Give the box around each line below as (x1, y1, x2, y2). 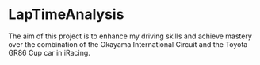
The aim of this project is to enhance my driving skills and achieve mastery (8, 31, 252, 41)
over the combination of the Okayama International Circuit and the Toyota (8, 39, 248, 49)
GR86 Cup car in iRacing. (8, 48, 91, 57)
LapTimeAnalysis (8, 5, 124, 23)
